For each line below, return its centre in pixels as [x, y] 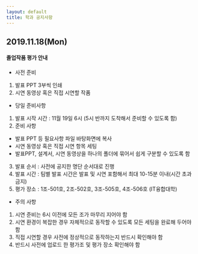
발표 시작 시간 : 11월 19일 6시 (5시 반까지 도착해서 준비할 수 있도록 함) [96, 119]
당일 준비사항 [30, 105]
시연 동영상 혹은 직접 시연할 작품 [53, 93]
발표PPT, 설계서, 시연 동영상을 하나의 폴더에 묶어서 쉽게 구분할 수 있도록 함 [103, 153]
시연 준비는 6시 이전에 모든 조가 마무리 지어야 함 [71, 215]
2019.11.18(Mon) [37, 42]
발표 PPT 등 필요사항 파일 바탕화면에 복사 [63, 138]
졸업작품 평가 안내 [27, 58]
